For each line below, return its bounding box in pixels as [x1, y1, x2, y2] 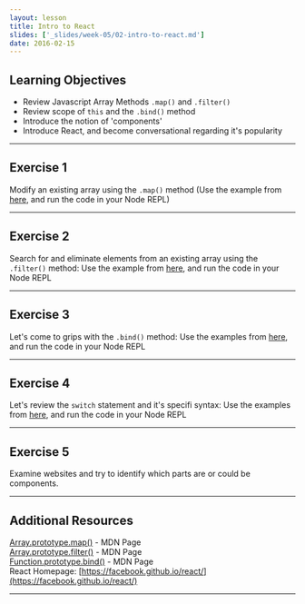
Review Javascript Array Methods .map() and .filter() [22, 96, 231, 107]
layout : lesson [9, 13, 67, 23]
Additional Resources [9, 512, 133, 528]
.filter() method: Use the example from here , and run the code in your [9, 262, 280, 273]
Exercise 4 [9, 375, 71, 391]
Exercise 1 [9, 160, 68, 175]
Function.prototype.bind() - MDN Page [9, 556, 154, 567]
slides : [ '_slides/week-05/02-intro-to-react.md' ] [9, 30, 205, 39]
